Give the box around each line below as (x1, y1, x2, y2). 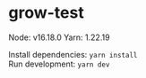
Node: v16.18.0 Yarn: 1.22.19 (8, 32, 110, 43)
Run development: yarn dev (8, 58, 110, 69)
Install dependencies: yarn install (8, 49, 138, 59)
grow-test (8, 3, 84, 23)
